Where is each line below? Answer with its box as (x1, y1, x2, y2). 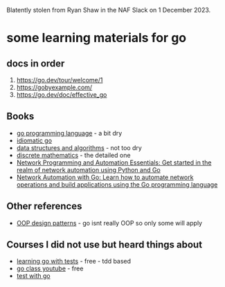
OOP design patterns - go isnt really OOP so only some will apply (16, 219, 202, 227)
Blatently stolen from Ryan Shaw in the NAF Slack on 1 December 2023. (6, 6, 211, 14)
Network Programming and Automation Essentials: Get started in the (16, 158, 212, 167)
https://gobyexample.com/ (16, 83, 93, 91)
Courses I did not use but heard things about (6, 239, 202, 251)
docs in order (6, 57, 65, 69)
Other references (6, 201, 82, 212)
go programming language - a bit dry (16, 129, 123, 137)
